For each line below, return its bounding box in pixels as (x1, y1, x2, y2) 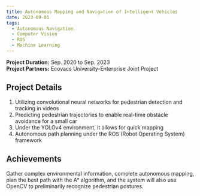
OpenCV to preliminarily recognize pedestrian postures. (6, 182, 144, 189)
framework (14, 136, 43, 144)
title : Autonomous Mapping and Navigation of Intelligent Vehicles (6, 8, 178, 15)
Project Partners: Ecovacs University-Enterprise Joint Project (6, 65, 159, 72)
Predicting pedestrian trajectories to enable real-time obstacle (14, 111, 169, 118)
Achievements (6, 154, 62, 164)
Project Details (6, 82, 62, 93)
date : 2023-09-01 (6, 14, 50, 20)
